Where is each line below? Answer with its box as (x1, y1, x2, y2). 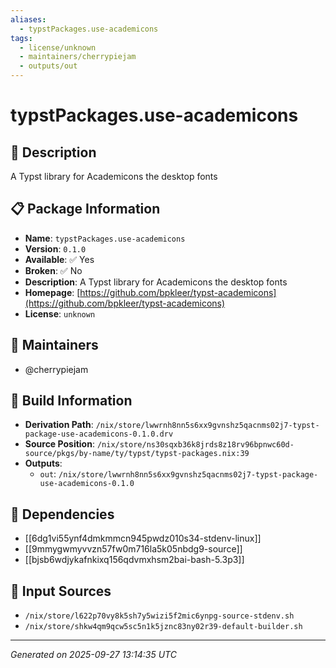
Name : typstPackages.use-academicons (24, 232, 186, 244)
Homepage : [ (24, 286, 81, 298)
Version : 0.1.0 (24, 242, 87, 255)
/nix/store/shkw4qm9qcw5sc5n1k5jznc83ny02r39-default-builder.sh (24, 622, 303, 632)
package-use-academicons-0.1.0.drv (24, 429, 174, 440)
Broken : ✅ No (24, 264, 83, 276)
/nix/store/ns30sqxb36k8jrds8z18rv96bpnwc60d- (96, 440, 295, 450)
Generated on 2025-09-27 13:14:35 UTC (10, 649, 177, 661)
